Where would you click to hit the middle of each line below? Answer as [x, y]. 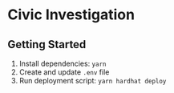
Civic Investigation [71, 15]
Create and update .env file [64, 72]
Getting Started [47, 44]
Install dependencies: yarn [63, 63]
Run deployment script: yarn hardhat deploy [93, 81]
